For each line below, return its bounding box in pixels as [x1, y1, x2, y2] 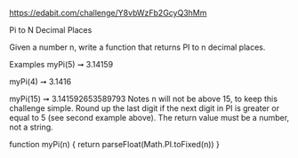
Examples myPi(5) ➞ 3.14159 [9, 59, 114, 69]
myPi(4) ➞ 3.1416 [9, 76, 72, 87]
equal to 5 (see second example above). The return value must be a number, [9, 113, 290, 122]
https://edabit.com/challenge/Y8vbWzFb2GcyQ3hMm [9, 8, 207, 18]
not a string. [9, 122, 53, 132]
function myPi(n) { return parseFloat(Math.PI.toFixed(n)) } [9, 139, 221, 149]
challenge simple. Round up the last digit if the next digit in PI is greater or [9, 103, 280, 114]
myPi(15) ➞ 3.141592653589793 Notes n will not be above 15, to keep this [9, 93, 278, 104]
